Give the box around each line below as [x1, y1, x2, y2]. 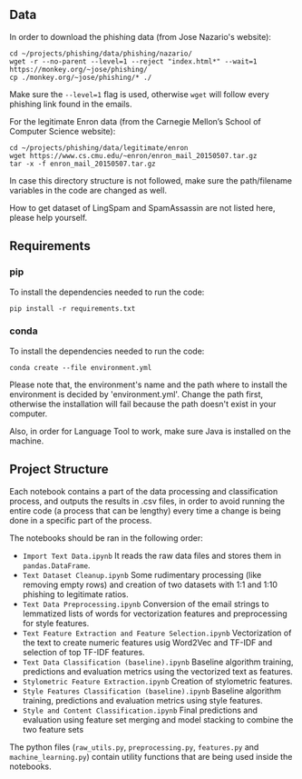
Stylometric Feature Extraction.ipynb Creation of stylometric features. [22, 675, 293, 686]
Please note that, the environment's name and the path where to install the [9, 379, 287, 390]
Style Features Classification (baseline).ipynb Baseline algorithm [22, 685, 281, 696]
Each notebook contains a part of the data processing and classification [9, 485, 278, 496]
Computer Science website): [9, 125, 116, 136]
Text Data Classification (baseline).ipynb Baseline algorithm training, [22, 656, 294, 667]
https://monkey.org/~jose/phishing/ [9, 65, 148, 74]
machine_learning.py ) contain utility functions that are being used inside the [9, 751, 293, 762]
